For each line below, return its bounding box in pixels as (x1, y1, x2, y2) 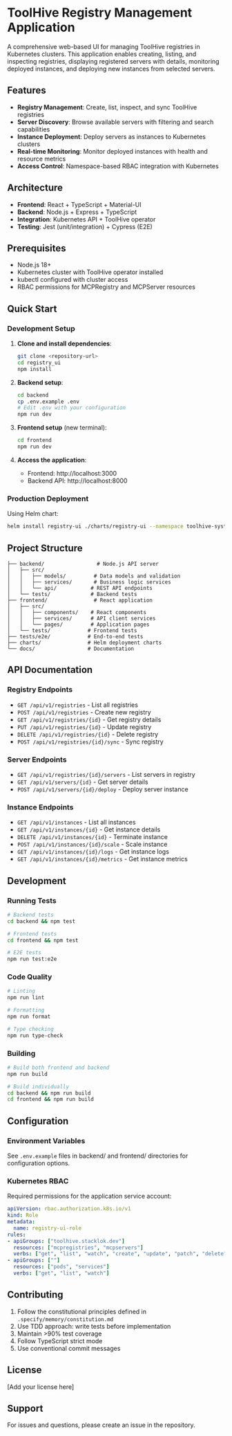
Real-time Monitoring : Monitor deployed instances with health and (17, 147, 209, 155)
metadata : (7, 1219, 36, 1226)
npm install (17, 366, 52, 373)
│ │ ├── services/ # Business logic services (7, 578, 171, 586)
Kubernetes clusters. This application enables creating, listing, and (7, 50, 197, 58)
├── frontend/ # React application (7, 597, 153, 604)
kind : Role (7, 1212, 39, 1219)
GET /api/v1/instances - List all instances (17, 818, 136, 827)
